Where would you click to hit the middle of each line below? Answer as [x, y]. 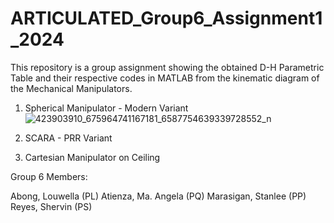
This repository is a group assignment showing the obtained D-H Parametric [167, 67]
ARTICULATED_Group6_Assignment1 [166, 18]
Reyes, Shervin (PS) [51, 206]
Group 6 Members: [49, 176]
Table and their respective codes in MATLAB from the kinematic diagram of [165, 78]
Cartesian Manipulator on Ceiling [92, 157]
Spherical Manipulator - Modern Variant [106, 108]
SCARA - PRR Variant [68, 138]
